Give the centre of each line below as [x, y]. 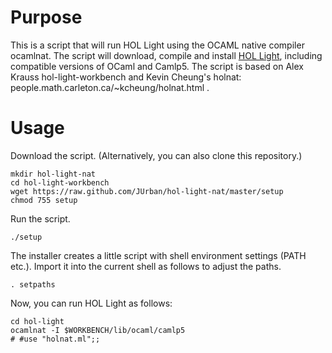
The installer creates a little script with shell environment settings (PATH [158, 255]
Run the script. [40, 218]
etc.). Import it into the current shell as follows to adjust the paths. [146, 266]
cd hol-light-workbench [60, 182]
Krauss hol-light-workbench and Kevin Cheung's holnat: [126, 77]
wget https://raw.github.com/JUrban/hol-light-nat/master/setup [147, 191]
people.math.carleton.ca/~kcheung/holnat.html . [110, 87]
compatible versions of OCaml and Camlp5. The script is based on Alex [157, 66]
